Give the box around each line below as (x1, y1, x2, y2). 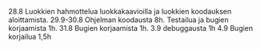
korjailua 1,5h (8, 32, 52, 41)
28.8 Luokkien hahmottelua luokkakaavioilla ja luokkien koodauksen (8, 7, 232, 16)
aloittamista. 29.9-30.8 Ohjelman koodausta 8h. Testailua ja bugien (8, 15, 230, 24)
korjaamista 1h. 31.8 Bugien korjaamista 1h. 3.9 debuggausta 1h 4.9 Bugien (8, 24, 254, 32)
